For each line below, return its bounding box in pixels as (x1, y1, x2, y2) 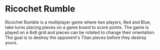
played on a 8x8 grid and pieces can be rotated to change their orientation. (5, 29, 156, 35)
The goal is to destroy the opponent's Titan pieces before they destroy (5, 35, 147, 40)
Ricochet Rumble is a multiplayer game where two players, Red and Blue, (5, 19, 151, 25)
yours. (5, 39, 18, 45)
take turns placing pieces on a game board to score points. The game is (5, 24, 149, 30)
